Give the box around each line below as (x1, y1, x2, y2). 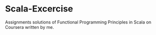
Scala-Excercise (5, 3, 74, 14)
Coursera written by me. (5, 24, 54, 30)
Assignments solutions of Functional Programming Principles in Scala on (5, 19, 152, 25)
